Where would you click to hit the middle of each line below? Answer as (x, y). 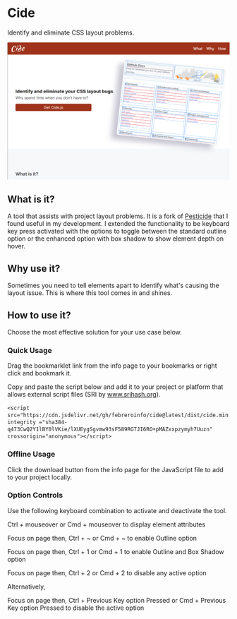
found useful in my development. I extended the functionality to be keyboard (119, 224)
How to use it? (39, 315)
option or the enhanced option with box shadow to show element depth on (116, 239)
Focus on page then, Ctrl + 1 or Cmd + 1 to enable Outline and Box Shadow (116, 551)
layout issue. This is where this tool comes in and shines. (90, 293)
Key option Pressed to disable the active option (76, 608)
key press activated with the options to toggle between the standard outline (117, 232)
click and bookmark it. (39, 373)
